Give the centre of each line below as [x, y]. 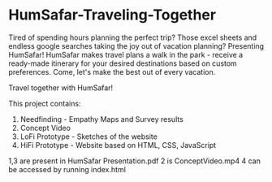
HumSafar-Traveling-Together [112, 15]
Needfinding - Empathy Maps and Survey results [102, 119]
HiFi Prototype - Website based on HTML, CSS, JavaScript [118, 145]
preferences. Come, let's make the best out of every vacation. [112, 71]
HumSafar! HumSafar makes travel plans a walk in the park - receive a [126, 54]
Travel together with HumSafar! [61, 88]
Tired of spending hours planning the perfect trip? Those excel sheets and [133, 37]
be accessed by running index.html [67, 169]
